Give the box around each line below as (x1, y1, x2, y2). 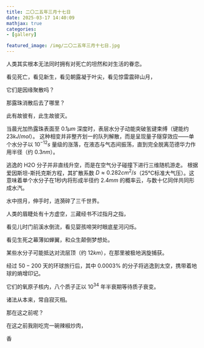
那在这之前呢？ (6, 309, 44, 316)
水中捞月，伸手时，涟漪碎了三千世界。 (6, 197, 102, 205)
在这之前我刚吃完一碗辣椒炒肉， (6, 322, 86, 329)
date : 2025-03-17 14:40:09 (6, 15, 75, 21)
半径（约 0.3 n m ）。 (11, 148, 59, 156)
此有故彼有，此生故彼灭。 (6, 112, 71, 119)
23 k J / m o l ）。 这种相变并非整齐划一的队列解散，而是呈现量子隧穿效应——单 (6, 132, 194, 140)
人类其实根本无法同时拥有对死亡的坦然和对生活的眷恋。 (6, 60, 145, 67)
